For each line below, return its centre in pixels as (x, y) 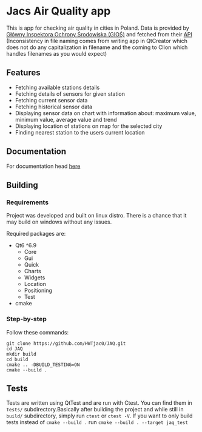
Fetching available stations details (57, 87)
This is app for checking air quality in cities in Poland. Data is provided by (98, 28)
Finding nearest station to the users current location (80, 132)
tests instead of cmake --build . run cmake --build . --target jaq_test (97, 422)
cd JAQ (15, 349)
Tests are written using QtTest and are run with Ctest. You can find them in (99, 403)
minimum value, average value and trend (66, 119)
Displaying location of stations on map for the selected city (89, 126)
